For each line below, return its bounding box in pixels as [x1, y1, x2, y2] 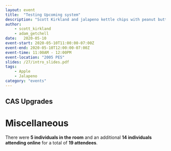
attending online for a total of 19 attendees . [5, 140, 98, 146]
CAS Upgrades [5, 97, 53, 106]
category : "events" [5, 78, 47, 83]
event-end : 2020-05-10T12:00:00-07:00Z [5, 45, 90, 50]
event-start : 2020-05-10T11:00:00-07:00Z [5, 41, 95, 46]
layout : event [5, 7, 36, 13]
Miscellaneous [5, 117, 69, 129]
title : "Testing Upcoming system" [5, 12, 81, 17]
